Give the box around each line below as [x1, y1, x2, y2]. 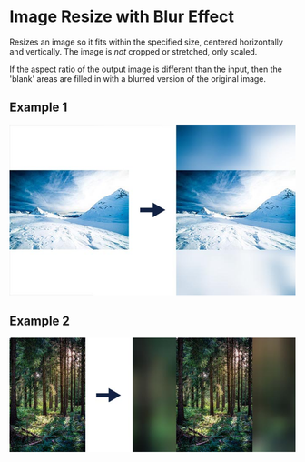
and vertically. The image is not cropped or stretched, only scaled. [9, 45, 258, 56]
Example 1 [9, 100, 68, 115]
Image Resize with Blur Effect [9, 6, 234, 27]
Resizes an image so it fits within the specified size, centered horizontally [9, 36, 284, 47]
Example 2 [9, 313, 70, 328]
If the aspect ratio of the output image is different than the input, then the [9, 64, 283, 75]
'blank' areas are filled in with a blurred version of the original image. [9, 73, 266, 84]
